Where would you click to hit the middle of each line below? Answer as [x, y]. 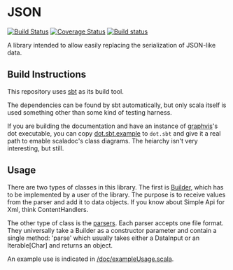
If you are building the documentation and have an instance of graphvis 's [113, 126]
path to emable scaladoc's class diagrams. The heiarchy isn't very [103, 141]
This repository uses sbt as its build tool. [65, 91]
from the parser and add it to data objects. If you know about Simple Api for [116, 202]
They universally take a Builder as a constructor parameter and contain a [112, 230]
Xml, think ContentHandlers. [48, 209]
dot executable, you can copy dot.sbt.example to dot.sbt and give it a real [114, 133]
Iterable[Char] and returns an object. [60, 245]
